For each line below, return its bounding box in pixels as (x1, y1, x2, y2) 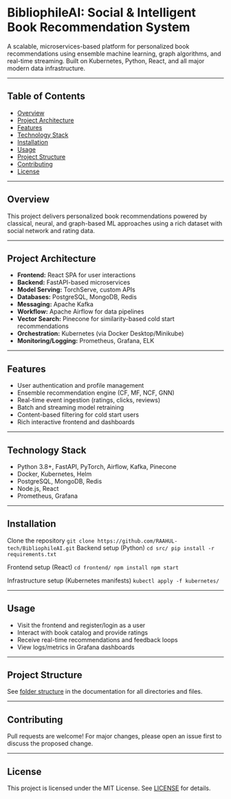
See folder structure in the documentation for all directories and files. (7, 688, 203, 696)
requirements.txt (7, 551, 57, 558)
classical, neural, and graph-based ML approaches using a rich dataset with (7, 219, 223, 228)
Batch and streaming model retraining (16, 404, 124, 412)
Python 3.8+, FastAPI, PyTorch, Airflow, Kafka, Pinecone (16, 463, 177, 470)
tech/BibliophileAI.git (7, 545, 76, 551)
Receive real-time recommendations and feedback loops (16, 635, 178, 644)
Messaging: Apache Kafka (16, 300, 94, 309)
